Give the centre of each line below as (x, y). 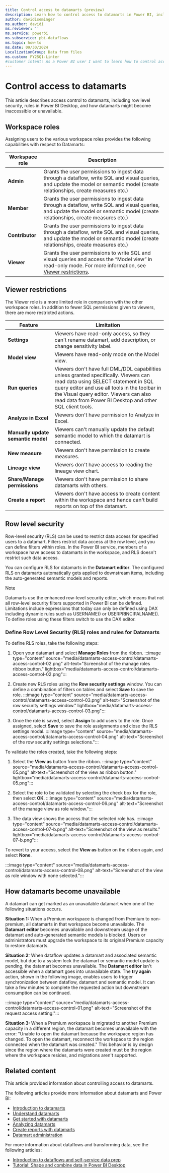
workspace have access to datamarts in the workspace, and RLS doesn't (81, 552)
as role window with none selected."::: (45, 876)
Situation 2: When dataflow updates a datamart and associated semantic (81, 955)
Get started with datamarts (40, 1119)
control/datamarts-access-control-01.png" (50, 1008)
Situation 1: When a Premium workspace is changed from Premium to (77, 918)
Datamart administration (37, 1135)
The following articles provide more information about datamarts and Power (84, 1093)
